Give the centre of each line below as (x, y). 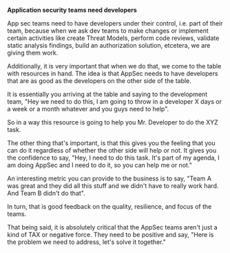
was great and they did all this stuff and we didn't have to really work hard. (113, 186)
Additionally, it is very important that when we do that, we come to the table (114, 66)
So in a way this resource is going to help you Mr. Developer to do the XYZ (113, 122)
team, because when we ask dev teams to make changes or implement (108, 31)
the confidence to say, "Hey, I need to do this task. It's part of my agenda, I (114, 158)
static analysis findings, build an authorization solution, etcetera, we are (109, 45)
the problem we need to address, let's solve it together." (87, 242)
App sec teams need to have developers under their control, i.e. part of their (115, 23)
